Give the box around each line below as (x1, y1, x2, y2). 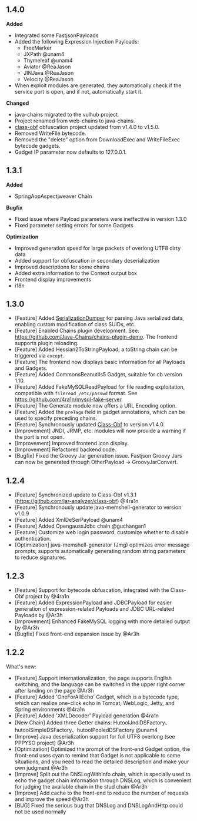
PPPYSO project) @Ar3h (14, 739, 75, 746)
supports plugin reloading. (14, 340, 79, 347)
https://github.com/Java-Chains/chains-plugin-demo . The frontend (14, 333, 178, 340)
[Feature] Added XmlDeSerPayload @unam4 (14, 517, 123, 524)
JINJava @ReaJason (23, 69, 74, 76)
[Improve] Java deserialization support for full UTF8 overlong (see (14, 733, 175, 740)
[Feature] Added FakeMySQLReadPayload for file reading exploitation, (14, 383, 185, 390)
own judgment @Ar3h (14, 764, 68, 771)
